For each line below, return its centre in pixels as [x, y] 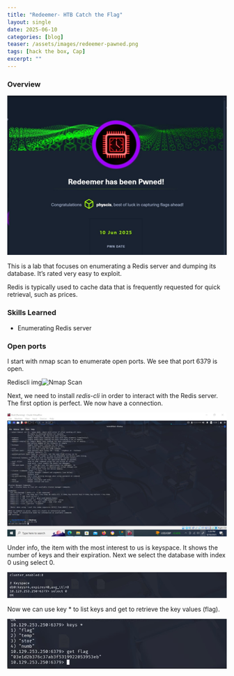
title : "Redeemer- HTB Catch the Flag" [65, 15]
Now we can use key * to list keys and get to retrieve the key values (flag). [114, 609]
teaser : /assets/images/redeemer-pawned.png [73, 44]
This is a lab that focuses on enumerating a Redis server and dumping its [112, 266]
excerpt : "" [24, 59]
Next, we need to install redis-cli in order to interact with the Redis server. [112, 395]
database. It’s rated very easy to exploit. [64, 274]
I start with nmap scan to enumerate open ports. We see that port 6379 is [112, 361]
